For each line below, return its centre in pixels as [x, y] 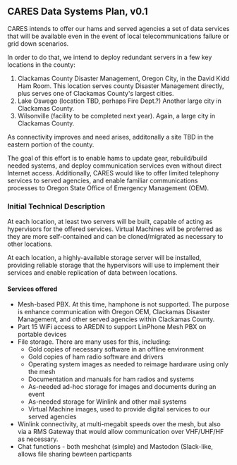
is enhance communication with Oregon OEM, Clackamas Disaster [114, 312]
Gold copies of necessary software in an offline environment [116, 349]
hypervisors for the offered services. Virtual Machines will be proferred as [115, 229]
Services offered [32, 289]
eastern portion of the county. [51, 144]
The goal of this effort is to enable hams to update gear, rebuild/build [107, 158]
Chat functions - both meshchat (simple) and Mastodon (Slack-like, [115, 447]
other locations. [30, 244]
